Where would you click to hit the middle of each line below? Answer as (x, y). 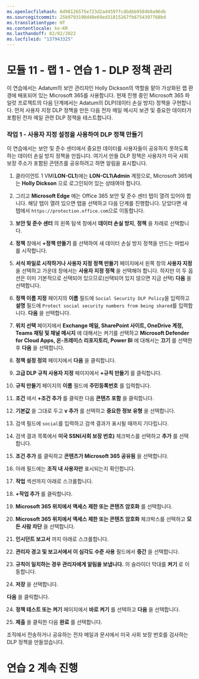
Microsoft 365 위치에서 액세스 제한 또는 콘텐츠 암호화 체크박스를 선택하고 (100, 519)
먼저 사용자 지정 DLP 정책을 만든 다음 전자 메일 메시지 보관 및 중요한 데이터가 (103, 110)
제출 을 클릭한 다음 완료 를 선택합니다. (59, 622)
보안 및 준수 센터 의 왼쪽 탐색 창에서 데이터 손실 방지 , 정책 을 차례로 (92, 224)
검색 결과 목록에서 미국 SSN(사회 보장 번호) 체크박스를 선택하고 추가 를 (97, 436)
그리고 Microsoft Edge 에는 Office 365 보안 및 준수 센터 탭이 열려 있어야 (100, 196)
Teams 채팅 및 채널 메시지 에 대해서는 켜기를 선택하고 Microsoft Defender (102, 333)
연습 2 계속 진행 (43, 668)
